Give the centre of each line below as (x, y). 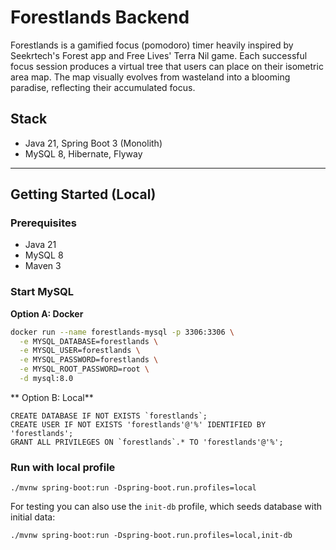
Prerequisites (43, 223)
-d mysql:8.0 (46, 379)
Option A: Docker (47, 313)
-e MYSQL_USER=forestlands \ (80, 351)
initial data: (33, 517)
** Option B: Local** (52, 397)
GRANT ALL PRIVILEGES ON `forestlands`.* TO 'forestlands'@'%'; (147, 442)
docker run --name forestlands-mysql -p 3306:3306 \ (122, 332)
